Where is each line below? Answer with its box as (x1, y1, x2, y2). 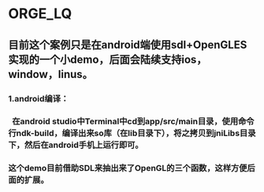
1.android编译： (8, 93, 69, 104)
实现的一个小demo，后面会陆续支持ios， (8, 53, 207, 66)
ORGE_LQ (8, 5, 73, 23)
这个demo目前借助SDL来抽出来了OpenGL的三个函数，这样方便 (8, 163, 247, 174)
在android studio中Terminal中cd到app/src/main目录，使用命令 (11, 116, 255, 127)
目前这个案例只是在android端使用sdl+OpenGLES (8, 38, 247, 51)
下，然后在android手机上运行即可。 (8, 139, 143, 150)
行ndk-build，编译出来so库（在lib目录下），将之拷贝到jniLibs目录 (8, 127, 256, 138)
